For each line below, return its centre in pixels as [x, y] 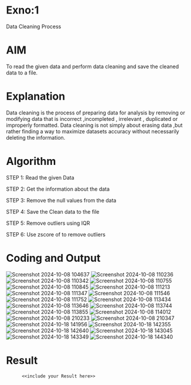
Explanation [36, 97]
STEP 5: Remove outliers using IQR [48, 223]
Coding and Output [53, 258]
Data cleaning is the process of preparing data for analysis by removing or [96, 113]
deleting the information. [36, 137]
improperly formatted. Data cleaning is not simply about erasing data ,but [94, 125]
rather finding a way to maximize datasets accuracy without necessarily [93, 131]
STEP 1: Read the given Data [40, 177]
